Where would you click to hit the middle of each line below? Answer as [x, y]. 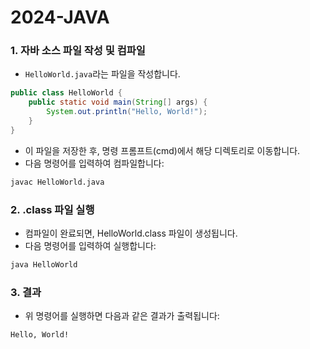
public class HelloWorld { [66, 93]
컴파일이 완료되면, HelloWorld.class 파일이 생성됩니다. [131, 233]
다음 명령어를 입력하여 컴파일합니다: [94, 163]
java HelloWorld [44, 265]
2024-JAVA [60, 17]
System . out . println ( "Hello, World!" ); [127, 112]
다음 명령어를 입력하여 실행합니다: [90, 246]
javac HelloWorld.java [57, 182]
